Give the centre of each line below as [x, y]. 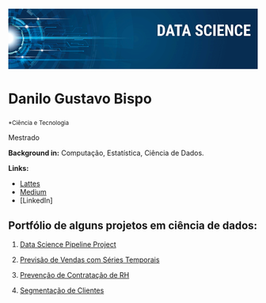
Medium [33, 192]
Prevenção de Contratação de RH [74, 275]
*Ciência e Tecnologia [39, 123]
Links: [19, 169]
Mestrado [24, 138]
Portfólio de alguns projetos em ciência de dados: [133, 225]
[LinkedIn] [36, 201]
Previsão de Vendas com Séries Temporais [89, 260]
